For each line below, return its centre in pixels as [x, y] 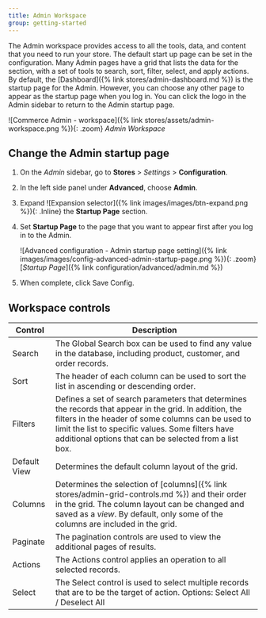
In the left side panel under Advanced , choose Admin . [108, 188]
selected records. [87, 570]
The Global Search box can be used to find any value [153, 344]
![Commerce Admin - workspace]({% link [76, 120]
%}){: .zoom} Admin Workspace [113, 129]
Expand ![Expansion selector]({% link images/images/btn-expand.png [133, 203]
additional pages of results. [106, 547]
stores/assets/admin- [179, 120]
